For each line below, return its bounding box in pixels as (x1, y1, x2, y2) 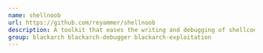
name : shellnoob (8, 11, 61, 19)
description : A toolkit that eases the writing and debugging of (8, 26, 225, 34)
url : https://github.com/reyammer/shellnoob (8, 19, 156, 26)
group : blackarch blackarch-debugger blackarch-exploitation (8, 33, 212, 41)
